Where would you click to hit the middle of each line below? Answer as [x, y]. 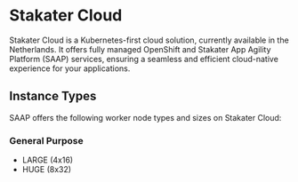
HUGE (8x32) [47, 170]
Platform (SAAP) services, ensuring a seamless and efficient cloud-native [144, 59]
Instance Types [53, 96]
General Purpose [47, 140]
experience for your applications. [70, 68]
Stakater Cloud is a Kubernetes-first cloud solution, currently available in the [149, 40]
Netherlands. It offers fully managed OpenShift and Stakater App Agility [140, 49]
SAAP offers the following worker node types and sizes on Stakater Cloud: [145, 117]
